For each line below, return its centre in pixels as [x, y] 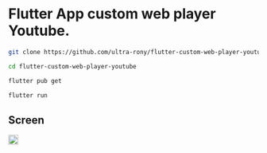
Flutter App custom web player [112, 14]
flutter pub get [35, 80]
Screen [27, 120]
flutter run [28, 95]
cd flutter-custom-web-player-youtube [72, 66]
